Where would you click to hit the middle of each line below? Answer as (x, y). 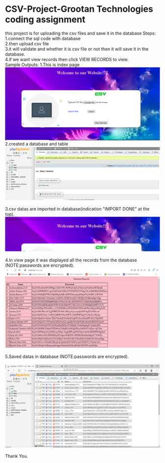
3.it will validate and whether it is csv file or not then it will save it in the (77, 49)
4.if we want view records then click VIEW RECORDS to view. (67, 59)
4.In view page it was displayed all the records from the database (71, 260)
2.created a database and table (37, 143)
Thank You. (17, 456)
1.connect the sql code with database (43, 38)
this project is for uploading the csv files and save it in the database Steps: (81, 33)
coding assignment (45, 19)
